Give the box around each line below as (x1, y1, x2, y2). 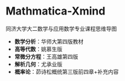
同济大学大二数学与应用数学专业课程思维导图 (5, 25, 117, 32)
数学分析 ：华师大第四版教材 (14, 37, 84, 45)
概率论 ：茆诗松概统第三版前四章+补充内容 (14, 68, 119, 75)
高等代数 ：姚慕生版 (14, 45, 63, 53)
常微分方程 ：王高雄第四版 (14, 53, 79, 60)
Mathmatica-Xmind (5, 4, 106, 18)
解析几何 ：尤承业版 (14, 60, 63, 68)
